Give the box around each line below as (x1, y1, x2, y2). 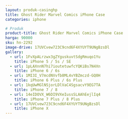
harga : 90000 (5, 35, 33, 41)
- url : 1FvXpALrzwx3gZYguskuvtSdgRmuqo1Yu (10, 54, 101, 59)
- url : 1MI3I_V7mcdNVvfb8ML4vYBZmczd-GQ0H (10, 73, 101, 78)
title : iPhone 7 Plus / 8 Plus (14, 97, 80, 102)
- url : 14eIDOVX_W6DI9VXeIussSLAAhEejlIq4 (10, 92, 101, 97)
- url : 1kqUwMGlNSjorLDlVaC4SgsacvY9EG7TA (10, 83, 101, 88)
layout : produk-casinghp (5, 7, 58, 13)
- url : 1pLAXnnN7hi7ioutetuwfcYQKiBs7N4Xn (10, 64, 101, 69)
